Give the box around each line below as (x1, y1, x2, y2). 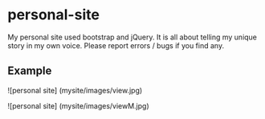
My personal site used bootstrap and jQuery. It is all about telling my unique (7, 32, 258, 42)
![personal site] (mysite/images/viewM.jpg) (7, 101, 149, 110)
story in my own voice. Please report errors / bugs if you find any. (7, 40, 225, 50)
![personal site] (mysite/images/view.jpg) (7, 85, 143, 95)
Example (7, 64, 52, 78)
